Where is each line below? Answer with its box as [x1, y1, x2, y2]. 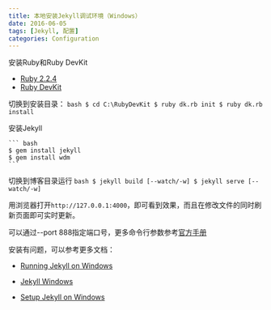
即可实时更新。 [29, 210, 79, 220]
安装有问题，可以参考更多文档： [8, 244, 115, 255]
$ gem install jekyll [8, 147, 82, 155]
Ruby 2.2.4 [19, 74, 57, 83]
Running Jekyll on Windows [19, 261, 113, 271]
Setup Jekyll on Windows [19, 292, 105, 302]
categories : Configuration [8, 34, 100, 43]
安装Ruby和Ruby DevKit [8, 57, 88, 67]
